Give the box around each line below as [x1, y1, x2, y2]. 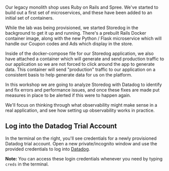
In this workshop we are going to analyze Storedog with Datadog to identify [5, 81, 162, 88]
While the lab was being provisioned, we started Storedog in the [5, 25, 139, 31]
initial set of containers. [5, 15, 54, 21]
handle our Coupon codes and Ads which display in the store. [5, 41, 134, 47]
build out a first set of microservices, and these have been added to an [5, 10, 152, 16]
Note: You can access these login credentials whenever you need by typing [5, 155, 163, 161]
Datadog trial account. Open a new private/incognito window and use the [5, 140, 157, 146]
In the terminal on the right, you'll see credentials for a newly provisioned [5, 135, 157, 141]
